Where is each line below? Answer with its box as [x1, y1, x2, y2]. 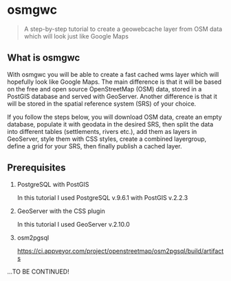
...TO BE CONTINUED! [7, 267, 70, 276]
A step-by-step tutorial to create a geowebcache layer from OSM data [23, 25, 223, 33]
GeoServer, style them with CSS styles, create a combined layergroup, [7, 135, 207, 143]
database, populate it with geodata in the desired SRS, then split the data [7, 120, 214, 128]
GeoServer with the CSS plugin [16, 207, 105, 215]
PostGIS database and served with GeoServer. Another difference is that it [7, 92, 218, 100]
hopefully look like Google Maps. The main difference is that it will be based [7, 78, 222, 86]
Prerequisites [7, 162, 66, 174]
